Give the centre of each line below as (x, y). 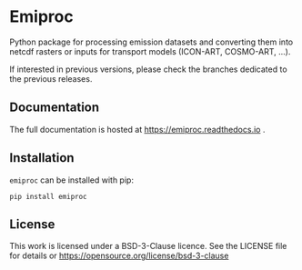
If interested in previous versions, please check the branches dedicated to (149, 69)
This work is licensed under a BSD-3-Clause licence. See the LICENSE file (148, 246)
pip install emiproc (49, 196)
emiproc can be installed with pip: (72, 180)
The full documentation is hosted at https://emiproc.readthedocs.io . (137, 129)
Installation (42, 158)
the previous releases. (51, 78)
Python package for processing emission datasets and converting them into (151, 42)
